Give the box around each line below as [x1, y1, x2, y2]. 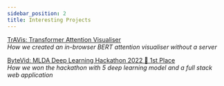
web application [7, 70, 53, 79]
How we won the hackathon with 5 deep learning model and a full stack [7, 63, 213, 72]
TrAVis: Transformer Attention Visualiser [7, 35, 121, 43]
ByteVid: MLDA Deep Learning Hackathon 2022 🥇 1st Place [7, 56, 176, 64]
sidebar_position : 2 [7, 10, 67, 17]
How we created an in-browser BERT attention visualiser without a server [7, 43, 218, 51]
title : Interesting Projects [7, 17, 91, 23]
